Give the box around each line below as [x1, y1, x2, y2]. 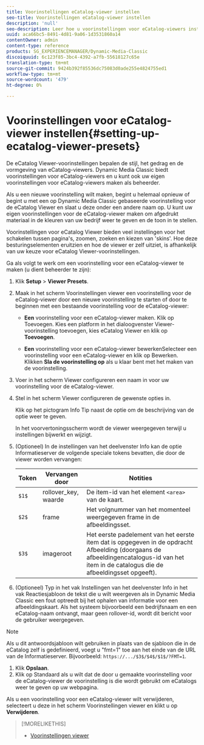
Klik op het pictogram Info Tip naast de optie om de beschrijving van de [15, 406, 194, 413]
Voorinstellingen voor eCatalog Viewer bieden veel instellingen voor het [6, 228, 185, 236]
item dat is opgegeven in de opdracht [86, 538, 193, 546]
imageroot [42, 549, 72, 557]
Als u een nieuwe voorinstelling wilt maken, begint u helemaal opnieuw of [6, 191, 190, 198]
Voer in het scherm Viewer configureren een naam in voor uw [15, 376, 169, 383]
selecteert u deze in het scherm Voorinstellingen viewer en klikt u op [6, 702, 178, 709]
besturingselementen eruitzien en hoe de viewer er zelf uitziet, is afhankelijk [6, 241, 197, 248]
